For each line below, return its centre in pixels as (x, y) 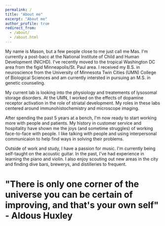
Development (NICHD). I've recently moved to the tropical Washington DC (80, 62)
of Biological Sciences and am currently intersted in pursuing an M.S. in (78, 78)
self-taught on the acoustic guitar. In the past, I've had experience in (75, 153)
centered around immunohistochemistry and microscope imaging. (72, 108)
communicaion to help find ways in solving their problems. (64, 138)
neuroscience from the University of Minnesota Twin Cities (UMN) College (81, 72)
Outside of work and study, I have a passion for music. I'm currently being (80, 148)
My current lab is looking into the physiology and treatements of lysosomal (81, 92)
